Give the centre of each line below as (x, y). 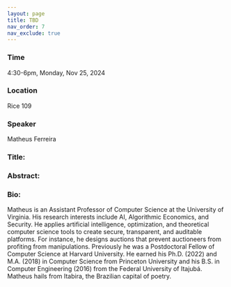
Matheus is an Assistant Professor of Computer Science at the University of (115, 210)
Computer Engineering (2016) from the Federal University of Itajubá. (105, 269)
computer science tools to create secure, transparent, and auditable (105, 232)
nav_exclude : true (34, 33)
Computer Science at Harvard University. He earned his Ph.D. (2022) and (112, 254)
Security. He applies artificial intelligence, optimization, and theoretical (108, 224)
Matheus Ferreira (32, 139)
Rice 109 (19, 106)
